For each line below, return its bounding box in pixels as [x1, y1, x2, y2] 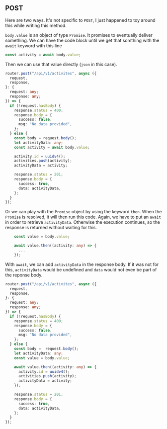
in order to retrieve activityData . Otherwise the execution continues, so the [5, 219, 160, 225]
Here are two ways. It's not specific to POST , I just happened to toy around [5, 17, 156, 23]
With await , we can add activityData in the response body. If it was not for [5, 261, 159, 267]
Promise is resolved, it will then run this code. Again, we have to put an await [5, 214, 162, 220]
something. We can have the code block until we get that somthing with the [5, 37, 160, 43]
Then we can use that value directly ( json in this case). [5, 61, 118, 67]
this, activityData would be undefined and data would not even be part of [5, 266, 157, 272]
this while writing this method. [5, 22, 67, 28]
